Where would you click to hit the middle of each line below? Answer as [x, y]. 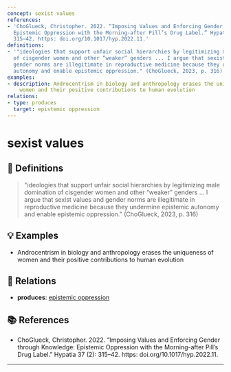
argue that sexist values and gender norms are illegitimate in [109, 199]
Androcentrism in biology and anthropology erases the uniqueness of [115, 252]
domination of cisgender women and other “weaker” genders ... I [116, 192]
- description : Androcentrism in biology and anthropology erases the [110, 84]
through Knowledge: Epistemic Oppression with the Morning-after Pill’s [118, 347]
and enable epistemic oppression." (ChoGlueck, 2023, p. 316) [111, 214]
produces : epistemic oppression [63, 298]
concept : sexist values [41, 13]
